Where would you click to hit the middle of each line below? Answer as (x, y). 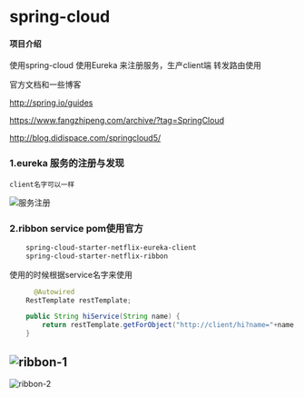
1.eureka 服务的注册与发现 (67, 164)
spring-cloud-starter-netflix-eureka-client (111, 247)
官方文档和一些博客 (45, 84)
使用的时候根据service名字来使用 (71, 274)
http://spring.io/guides (51, 103)
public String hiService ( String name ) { (103, 317)
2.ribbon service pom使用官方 (76, 228)
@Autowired (54, 292)
